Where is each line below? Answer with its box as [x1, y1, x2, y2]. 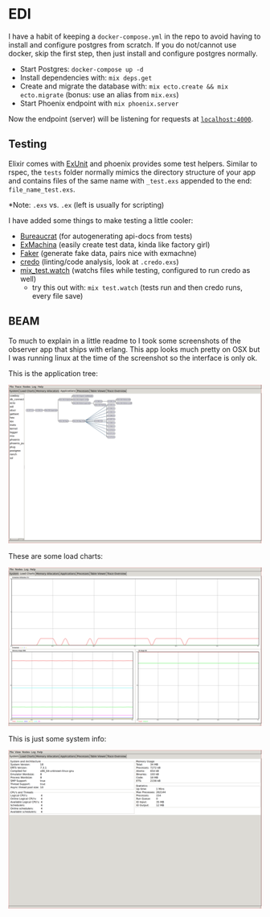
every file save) [31, 291, 84, 300]
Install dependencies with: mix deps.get [19, 72, 153, 82]
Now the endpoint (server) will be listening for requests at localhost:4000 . [8, 114, 254, 123]
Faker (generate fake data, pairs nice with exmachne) [19, 248, 197, 258]
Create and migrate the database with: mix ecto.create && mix [19, 81, 229, 91]
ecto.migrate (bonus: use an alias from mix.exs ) [19, 89, 179, 99]
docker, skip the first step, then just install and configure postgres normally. [8, 48, 259, 58]
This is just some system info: [8, 733, 107, 743]
